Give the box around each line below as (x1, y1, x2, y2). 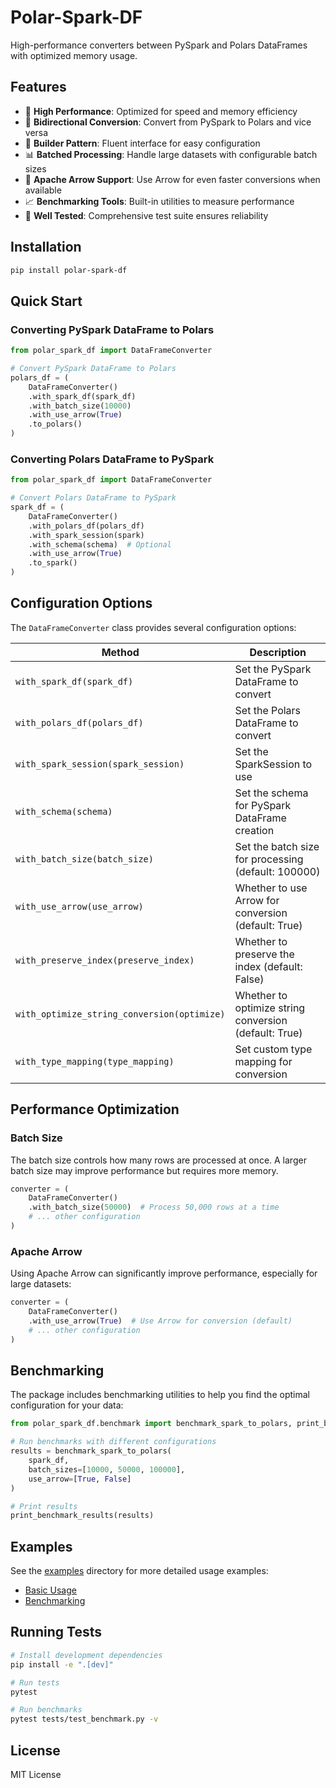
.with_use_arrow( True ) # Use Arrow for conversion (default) (28, 1316, 293, 1326)
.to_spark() (28, 558, 78, 568)
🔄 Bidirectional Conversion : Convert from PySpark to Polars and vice (24, 116, 312, 128)
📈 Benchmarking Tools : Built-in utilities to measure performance (24, 195, 295, 207)
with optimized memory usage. (10, 49, 138, 61)
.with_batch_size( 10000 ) (28, 401, 132, 411)
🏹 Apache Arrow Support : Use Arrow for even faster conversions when (24, 173, 321, 185)
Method (101, 645, 140, 659)
